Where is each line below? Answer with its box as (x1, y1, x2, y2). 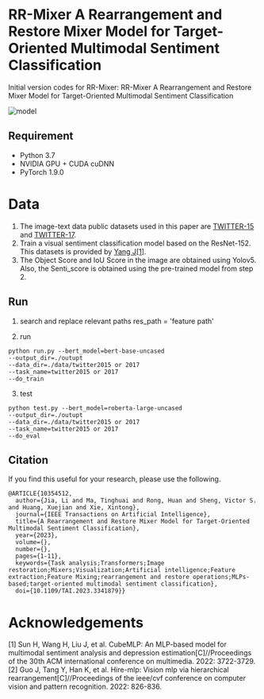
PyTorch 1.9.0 (19, 167, 65, 176)
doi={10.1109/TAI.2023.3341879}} (15, 587, 126, 595)
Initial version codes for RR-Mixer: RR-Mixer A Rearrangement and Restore (8, 82, 252, 92)
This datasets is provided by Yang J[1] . (19, 246, 147, 256)
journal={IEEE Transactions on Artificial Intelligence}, (15, 511, 212, 519)
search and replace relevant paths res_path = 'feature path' (19, 316, 214, 326)
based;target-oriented (8, 580, 83, 589)
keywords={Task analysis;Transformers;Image (15, 559, 165, 567)
